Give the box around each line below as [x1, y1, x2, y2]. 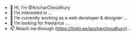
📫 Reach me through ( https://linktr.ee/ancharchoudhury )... [9, 26, 131, 31]
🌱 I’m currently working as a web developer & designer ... [9, 15, 128, 20]
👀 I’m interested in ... [9, 10, 52, 16]
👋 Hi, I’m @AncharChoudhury [9, 5, 71, 10]
